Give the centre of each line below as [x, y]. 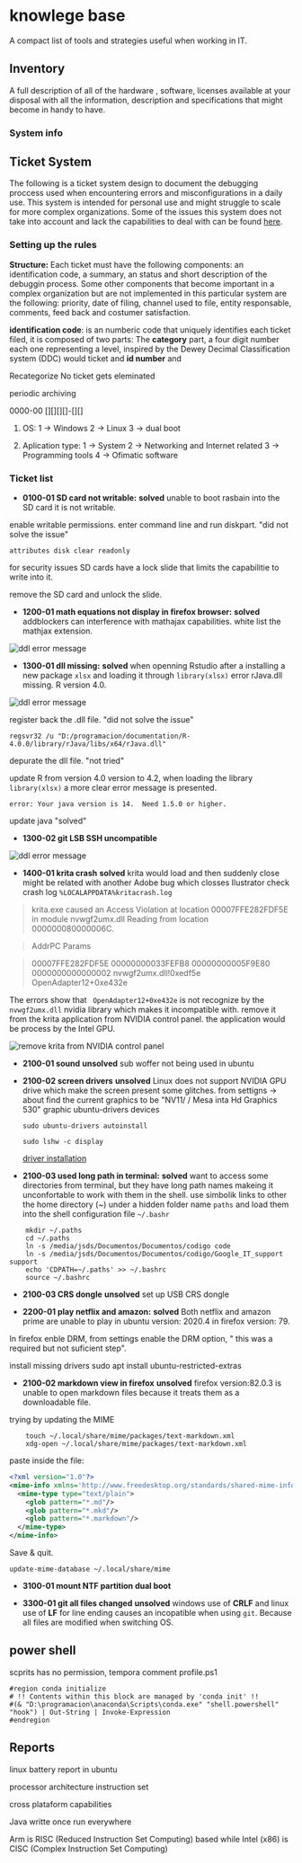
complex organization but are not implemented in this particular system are [148, 293]
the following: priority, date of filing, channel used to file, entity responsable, [151, 303]
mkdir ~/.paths [54, 1231]
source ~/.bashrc [58, 1278]
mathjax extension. [57, 631]
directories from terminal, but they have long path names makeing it [148, 1185]
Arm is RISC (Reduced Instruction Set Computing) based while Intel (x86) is [149, 1839]
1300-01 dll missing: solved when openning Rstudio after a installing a [154, 666]
